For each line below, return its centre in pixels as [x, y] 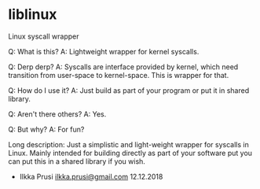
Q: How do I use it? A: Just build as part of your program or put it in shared [129, 90]
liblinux [33, 15]
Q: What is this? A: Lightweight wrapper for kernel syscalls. [104, 51]
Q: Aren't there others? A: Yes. [57, 114]
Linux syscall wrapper [44, 36]
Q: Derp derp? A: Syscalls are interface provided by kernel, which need [123, 67]
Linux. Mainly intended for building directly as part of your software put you [130, 153]
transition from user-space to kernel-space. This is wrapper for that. [119, 75]
